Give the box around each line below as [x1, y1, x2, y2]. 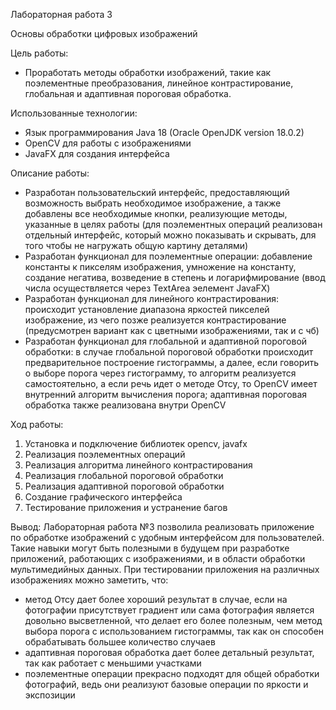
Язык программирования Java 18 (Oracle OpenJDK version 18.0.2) [24, 127, 305, 138]
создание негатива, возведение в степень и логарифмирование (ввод [24, 272, 326, 283]
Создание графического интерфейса [24, 491, 183, 503]
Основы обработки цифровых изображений [10, 28, 198, 39]
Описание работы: [10, 167, 90, 179]
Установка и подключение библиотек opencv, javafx [24, 438, 248, 449]
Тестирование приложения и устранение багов [24, 502, 228, 513]
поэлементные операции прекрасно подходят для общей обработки [24, 668, 320, 679]
